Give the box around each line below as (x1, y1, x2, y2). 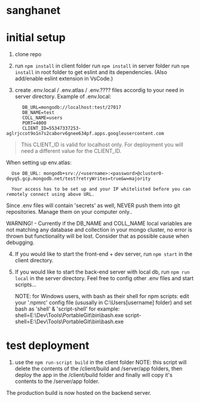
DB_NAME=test (21, 110, 55, 116)
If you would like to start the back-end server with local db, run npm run (14, 268, 190, 275)
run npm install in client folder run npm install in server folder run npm (14, 62, 189, 69)
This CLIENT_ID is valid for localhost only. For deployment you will (20, 141, 183, 148)
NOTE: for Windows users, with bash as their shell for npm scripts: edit (14, 293, 189, 300)
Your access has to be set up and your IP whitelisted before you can (11, 186, 191, 192)
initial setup (6, 31, 66, 45)
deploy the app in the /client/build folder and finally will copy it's (14, 372, 173, 379)
